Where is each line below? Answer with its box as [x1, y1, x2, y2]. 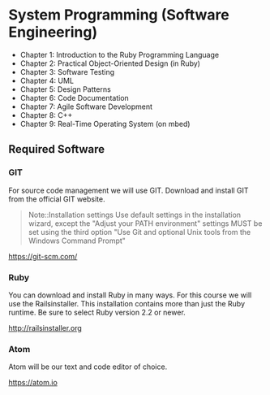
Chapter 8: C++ [19, 110, 73, 119]
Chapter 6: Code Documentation [19, 93, 130, 102]
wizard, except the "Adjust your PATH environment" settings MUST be [28, 218, 263, 228]
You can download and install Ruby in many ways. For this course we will [8, 290, 252, 300]
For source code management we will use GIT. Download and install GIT [8, 185, 249, 195]
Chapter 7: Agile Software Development [19, 102, 152, 111]
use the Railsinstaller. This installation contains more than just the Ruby [8, 298, 246, 308]
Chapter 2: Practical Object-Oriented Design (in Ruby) [19, 59, 201, 68]
